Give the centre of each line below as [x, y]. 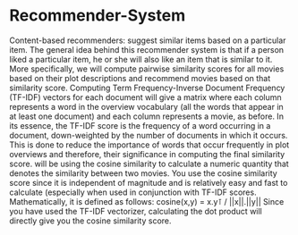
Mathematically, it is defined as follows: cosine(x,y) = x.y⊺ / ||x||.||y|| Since [147, 201]
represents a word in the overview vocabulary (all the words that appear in [146, 106]
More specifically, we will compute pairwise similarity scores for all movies [147, 69]
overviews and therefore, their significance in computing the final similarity [147, 154]
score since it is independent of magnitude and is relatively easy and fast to [149, 182]
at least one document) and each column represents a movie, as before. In [147, 116]
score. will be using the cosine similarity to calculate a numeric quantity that [149, 164]
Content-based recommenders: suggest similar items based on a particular [148, 40]
